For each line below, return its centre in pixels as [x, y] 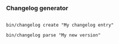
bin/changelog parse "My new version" [53, 35]
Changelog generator [37, 8]
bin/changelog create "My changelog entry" [60, 25]
